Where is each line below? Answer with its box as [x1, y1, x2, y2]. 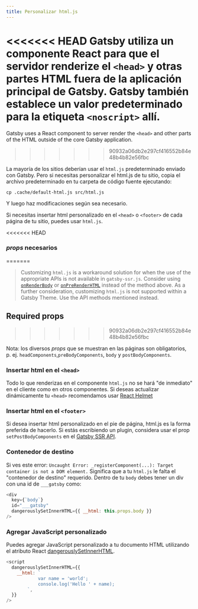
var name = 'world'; [37, 575, 89, 582]
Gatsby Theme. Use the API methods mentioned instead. [20, 294, 159, 301]
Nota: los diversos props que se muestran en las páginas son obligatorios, [6, 345, 187, 352]
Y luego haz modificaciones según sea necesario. [6, 199, 128, 207]
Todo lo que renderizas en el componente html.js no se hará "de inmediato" [6, 379, 193, 386]
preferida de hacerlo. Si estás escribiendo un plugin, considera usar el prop [6, 427, 190, 434]
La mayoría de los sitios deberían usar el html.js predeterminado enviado [6, 165, 186, 172]
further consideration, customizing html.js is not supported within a [20, 287, 187, 294]
